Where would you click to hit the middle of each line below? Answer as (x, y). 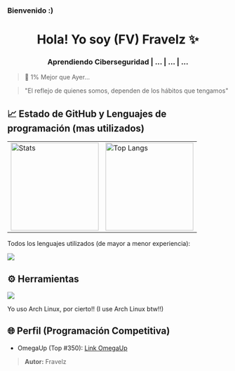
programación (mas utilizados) (76, 128)
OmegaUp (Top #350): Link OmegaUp (72, 348)
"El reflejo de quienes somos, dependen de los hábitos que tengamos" (126, 91)
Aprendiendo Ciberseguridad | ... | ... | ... (118, 62)
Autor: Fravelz (45, 361)
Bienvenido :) (31, 11)
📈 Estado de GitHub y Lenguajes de (87, 113)
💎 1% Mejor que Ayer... (57, 77)
